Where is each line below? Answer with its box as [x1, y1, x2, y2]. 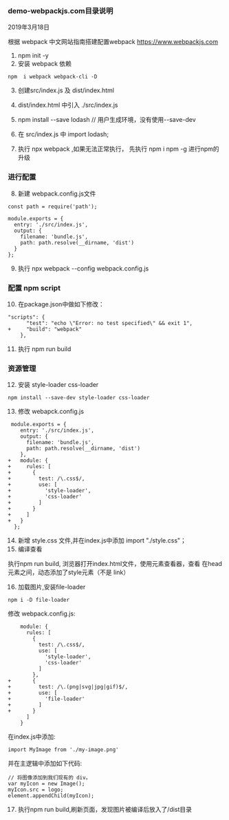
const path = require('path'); [8, 203, 98, 210]
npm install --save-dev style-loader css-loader [8, 395, 150, 401]
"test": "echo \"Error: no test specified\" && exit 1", [25, 319, 193, 326]
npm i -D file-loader [8, 597, 70, 604]
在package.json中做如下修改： [17, 299, 105, 308]
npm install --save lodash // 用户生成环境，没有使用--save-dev [17, 116, 197, 124]
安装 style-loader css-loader [17, 381, 99, 389]
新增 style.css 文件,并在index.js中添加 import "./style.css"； [17, 536, 186, 545]
